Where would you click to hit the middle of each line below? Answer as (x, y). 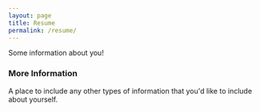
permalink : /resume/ (43, 30)
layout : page (30, 15)
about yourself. (33, 99)
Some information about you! (56, 53)
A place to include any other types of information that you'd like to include (130, 91)
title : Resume (32, 23)
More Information (43, 74)
